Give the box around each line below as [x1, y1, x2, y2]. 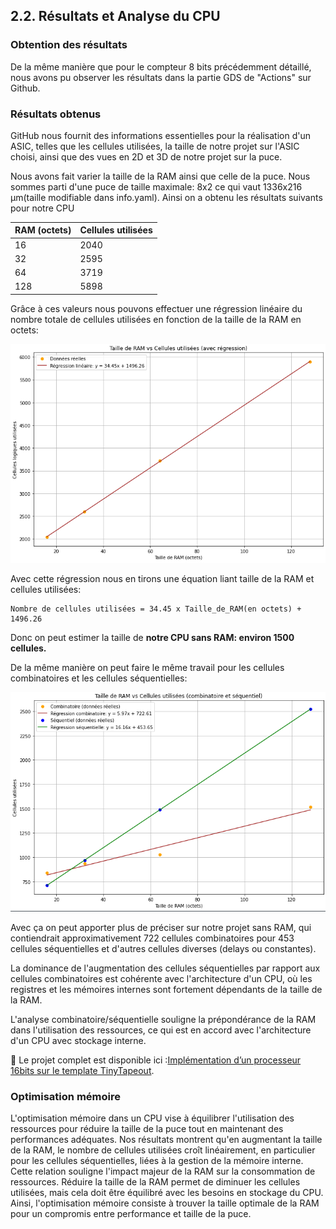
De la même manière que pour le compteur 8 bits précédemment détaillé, [10, 60, 312, 73]
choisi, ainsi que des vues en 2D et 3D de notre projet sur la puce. [10, 150, 283, 163]
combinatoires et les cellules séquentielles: [10, 672, 188, 684]
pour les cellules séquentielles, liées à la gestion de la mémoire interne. [10, 1155, 304, 1167]
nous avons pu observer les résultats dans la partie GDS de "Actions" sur [10, 71, 312, 83]
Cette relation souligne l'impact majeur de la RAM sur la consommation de [10, 1165, 316, 1178]
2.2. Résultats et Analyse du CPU [10, 8, 221, 25]
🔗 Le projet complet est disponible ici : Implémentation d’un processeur [10, 1054, 302, 1066]
